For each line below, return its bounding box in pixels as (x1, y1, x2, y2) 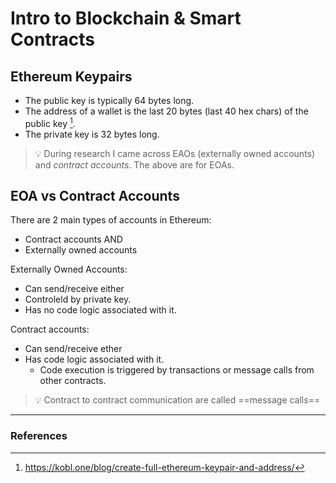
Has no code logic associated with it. (24, 304, 177, 316)
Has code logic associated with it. (24, 353, 165, 366)
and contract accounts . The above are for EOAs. (34, 158, 235, 171)
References (10, 429, 68, 443)
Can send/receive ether (24, 343, 123, 355)
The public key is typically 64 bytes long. (24, 95, 195, 106)
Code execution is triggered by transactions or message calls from (39, 364, 315, 376)
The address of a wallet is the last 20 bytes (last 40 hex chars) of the (24, 105, 309, 117)
